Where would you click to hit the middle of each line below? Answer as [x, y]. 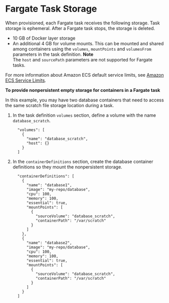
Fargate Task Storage [51, 9]
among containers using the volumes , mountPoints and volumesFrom [82, 49]
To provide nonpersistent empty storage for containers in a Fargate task [83, 90]
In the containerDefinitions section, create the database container [83, 161]
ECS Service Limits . [26, 80]
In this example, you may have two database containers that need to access [84, 100]
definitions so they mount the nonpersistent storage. [67, 167]
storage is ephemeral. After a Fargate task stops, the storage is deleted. [80, 28]
